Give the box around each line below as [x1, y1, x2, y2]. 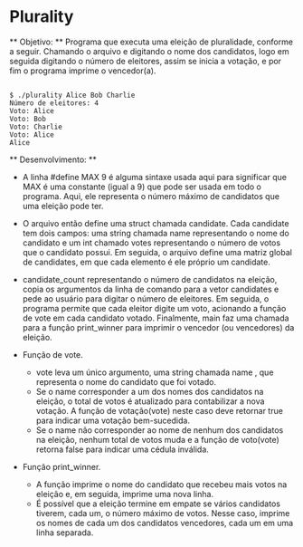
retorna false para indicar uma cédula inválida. [35, 444, 210, 455]
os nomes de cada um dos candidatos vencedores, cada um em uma [35, 517, 294, 528]
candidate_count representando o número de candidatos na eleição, [22, 273, 278, 284]
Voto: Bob [9, 114, 47, 123]
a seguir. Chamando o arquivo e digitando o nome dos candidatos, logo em [9, 45, 289, 56]
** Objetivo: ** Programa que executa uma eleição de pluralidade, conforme [9, 36, 294, 47]
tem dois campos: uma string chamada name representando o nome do [22, 227, 289, 238]
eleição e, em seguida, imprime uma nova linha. [35, 488, 214, 499]
